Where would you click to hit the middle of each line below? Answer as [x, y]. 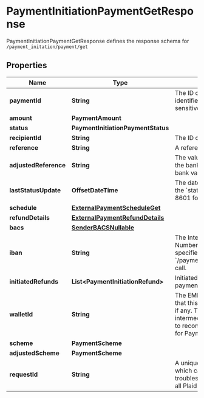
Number [187, 245]
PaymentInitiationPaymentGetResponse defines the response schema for [98, 41]
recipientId [25, 138]
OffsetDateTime [95, 190]
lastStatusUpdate [35, 190]
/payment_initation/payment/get [47, 47]
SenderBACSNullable [103, 228]
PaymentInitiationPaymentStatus [120, 128]
